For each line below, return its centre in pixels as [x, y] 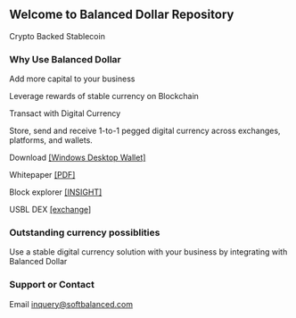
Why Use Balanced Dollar [66, 59]
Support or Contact [52, 285]
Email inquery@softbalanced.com [71, 304]
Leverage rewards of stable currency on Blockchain [104, 96]
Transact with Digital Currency [65, 113]
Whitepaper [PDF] [42, 175]
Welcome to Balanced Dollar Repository [122, 15]
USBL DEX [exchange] [50, 210]
